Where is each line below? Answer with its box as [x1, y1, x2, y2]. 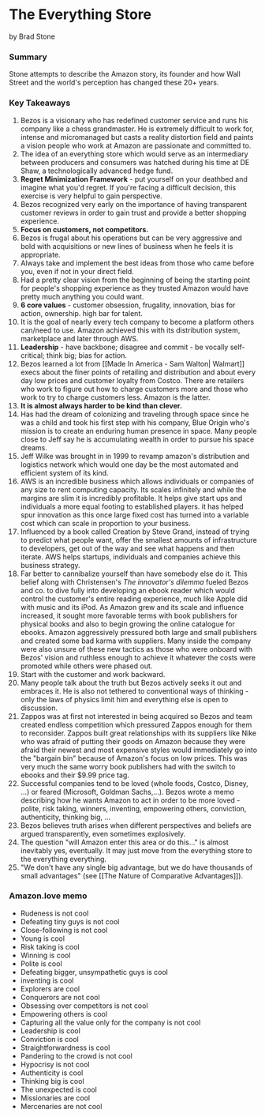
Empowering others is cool [20, 1009, 108, 1018]
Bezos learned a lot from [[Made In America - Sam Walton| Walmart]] [20, 359, 245, 368]
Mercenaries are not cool [20, 1101, 103, 1111]
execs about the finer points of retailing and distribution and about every [20, 367, 256, 377]
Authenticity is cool [20, 1068, 84, 1078]
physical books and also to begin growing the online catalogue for [20, 619, 235, 629]
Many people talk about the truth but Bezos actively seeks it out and [20, 678, 242, 687]
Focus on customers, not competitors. [20, 224, 149, 234]
